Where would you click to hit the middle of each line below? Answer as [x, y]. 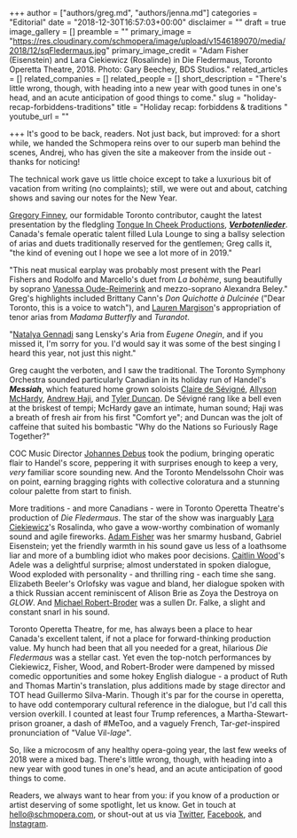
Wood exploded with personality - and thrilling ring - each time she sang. [143, 574]
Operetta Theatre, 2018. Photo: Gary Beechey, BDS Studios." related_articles [148, 69]
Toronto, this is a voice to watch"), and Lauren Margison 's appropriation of [145, 308]
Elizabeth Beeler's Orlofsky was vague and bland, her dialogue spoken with [147, 583]
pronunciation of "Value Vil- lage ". [70, 732]
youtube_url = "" [39, 116]
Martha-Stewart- [258, 714]
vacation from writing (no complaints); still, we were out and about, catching [148, 188]
